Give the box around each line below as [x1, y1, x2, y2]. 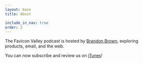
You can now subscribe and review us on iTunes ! [5, 53, 103, 59]
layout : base [5, 7, 31, 12]
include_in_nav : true [5, 20, 49, 25]
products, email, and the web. [5, 43, 64, 49]
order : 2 [5, 25, 23, 30]
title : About [5, 12, 31, 16]
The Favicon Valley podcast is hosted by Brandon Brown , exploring [5, 38, 139, 44]
